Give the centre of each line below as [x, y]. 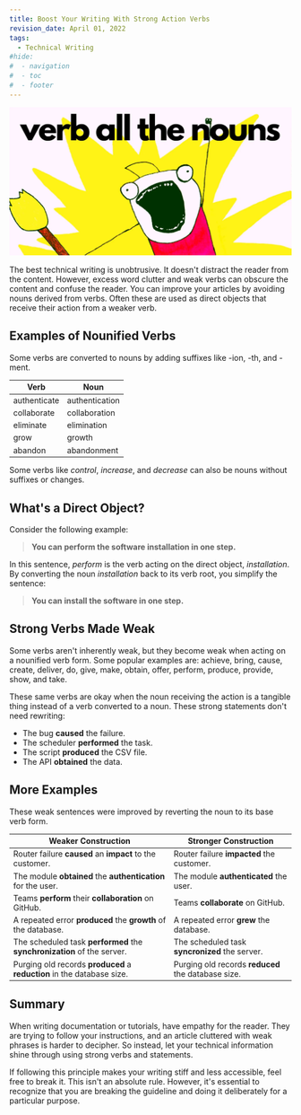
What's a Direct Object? [77, 508]
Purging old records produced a [72, 964]
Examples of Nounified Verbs [93, 336]
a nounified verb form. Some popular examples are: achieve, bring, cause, [146, 660]
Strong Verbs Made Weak [82, 629]
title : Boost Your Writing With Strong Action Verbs [110, 19]
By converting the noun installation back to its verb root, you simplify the [143, 574]
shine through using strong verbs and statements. [101, 1054]
